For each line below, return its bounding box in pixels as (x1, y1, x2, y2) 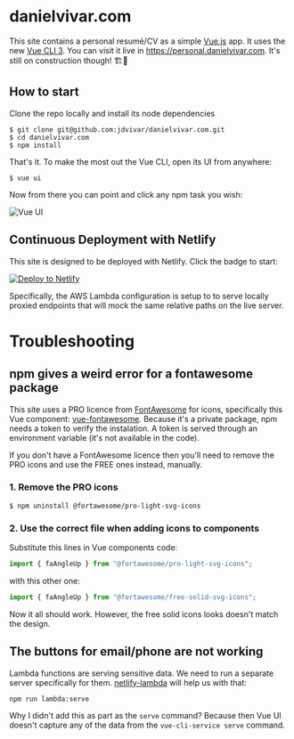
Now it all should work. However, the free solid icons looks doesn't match (9, 608, 279, 620)
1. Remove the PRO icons (9, 481, 118, 493)
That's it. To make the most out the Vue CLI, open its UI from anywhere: (9, 156, 273, 166)
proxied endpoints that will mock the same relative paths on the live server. (9, 300, 284, 311)
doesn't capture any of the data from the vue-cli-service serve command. (9, 719, 285, 730)
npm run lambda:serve (9, 694, 90, 703)
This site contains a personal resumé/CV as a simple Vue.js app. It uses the (9, 36, 286, 46)
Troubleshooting (9, 331, 135, 351)
